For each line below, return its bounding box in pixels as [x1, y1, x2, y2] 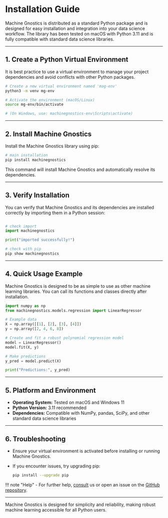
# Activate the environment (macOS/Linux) [5, 97, 95, 102]
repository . [5, 487, 27, 493]
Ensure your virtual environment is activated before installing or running [12, 448, 160, 454]
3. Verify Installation [5, 191, 70, 200]
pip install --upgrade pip [12, 472, 69, 477]
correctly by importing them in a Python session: [5, 210, 105, 216]
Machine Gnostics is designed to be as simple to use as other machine [5, 283, 151, 289]
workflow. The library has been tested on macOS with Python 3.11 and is [5, 31, 153, 37]
